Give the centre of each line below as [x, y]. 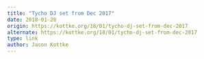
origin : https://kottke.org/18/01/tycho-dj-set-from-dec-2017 [98, 26]
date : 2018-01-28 [32, 20]
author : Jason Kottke [38, 45]
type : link [23, 39]
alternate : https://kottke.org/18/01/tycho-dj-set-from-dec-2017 [102, 32]
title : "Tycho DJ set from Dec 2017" [61, 13]
